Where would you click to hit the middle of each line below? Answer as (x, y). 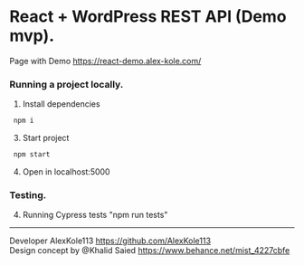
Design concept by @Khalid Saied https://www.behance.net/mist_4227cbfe (150, 251)
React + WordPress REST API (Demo (148, 17)
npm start (32, 155)
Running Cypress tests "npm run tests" (95, 215)
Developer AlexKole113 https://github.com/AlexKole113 (110, 241)
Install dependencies (62, 104)
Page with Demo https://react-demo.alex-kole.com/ (105, 61)
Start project (46, 138)
